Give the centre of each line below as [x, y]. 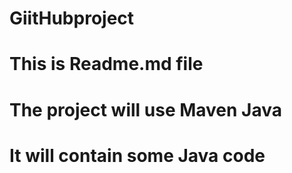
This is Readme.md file [106, 64]
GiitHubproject [72, 18]
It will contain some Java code [137, 155]
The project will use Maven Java [146, 109]
